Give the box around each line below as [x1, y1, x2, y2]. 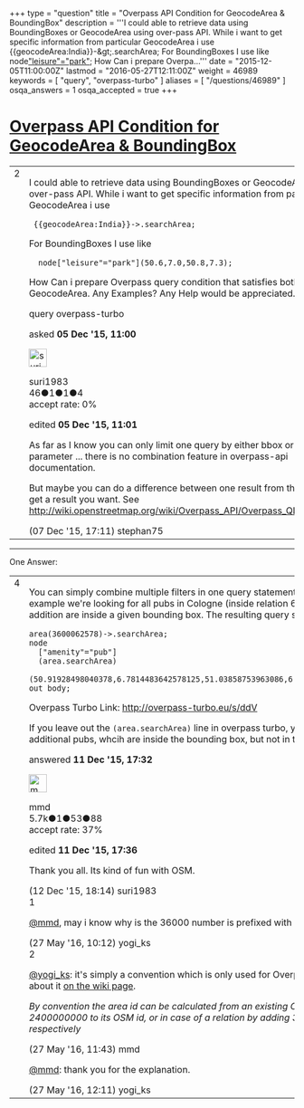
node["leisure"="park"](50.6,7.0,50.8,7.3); [37, 257, 233, 268]
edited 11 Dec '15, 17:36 [28, 844, 138, 856]
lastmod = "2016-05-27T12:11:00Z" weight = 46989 [66, 65, 258, 76]
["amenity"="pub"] [37, 646, 118, 657]
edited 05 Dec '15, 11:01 [28, 418, 138, 431]
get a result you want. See [28, 492, 140, 505]
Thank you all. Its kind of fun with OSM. [28, 864, 195, 876]
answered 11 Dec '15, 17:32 [28, 753, 153, 766]
